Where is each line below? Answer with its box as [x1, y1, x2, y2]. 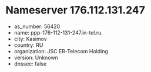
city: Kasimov [14, 35, 48, 42]
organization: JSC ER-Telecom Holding [14, 47, 108, 54]
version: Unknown [14, 54, 58, 61]
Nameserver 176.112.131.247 [5, 4, 145, 17]
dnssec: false [14, 60, 47, 67]
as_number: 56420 [14, 23, 61, 30]
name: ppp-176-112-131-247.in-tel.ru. [14, 29, 103, 36]
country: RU [14, 42, 43, 49]
